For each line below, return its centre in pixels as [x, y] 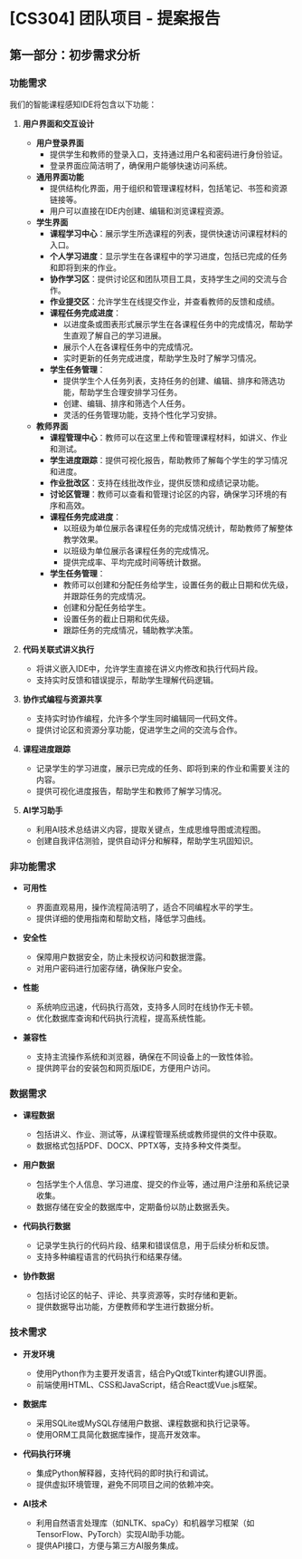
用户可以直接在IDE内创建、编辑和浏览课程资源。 [139, 210]
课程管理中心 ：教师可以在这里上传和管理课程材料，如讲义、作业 [168, 437]
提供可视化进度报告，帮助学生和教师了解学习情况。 [131, 790]
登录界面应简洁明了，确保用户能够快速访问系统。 [141, 165]
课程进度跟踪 [46, 749]
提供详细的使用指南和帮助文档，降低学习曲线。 [123, 919]
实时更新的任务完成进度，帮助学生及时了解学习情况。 [162, 358]
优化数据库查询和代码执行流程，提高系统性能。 [123, 1018]
